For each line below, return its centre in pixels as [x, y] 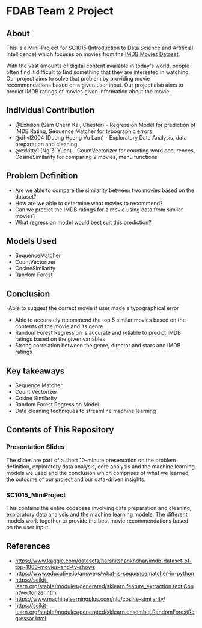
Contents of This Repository [60, 430]
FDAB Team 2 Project [60, 11]
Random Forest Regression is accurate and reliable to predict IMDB [98, 333]
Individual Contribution [50, 110]
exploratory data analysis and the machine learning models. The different [97, 515]
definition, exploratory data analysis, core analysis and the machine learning [101, 466]
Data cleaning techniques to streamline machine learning [85, 411]
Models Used [32, 241]
